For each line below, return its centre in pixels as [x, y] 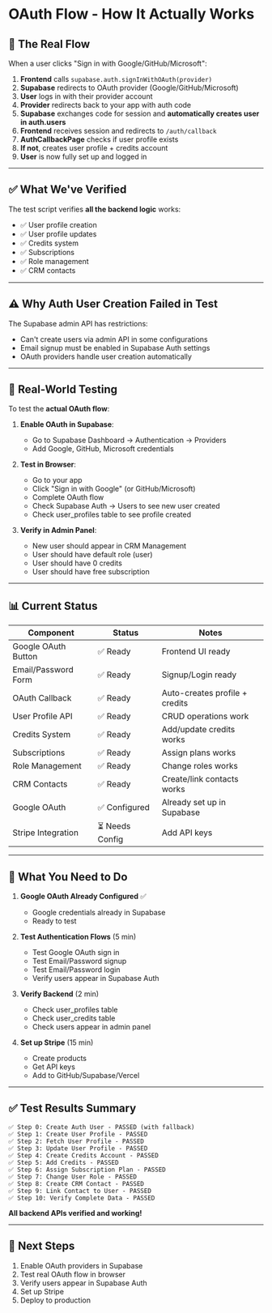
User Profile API [42, 716]
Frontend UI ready [196, 651]
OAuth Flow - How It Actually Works [132, 14]
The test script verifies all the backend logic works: [95, 209]
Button [25, 657]
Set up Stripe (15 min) [57, 1042]
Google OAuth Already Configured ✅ [83, 897]
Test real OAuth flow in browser [73, 1274]
